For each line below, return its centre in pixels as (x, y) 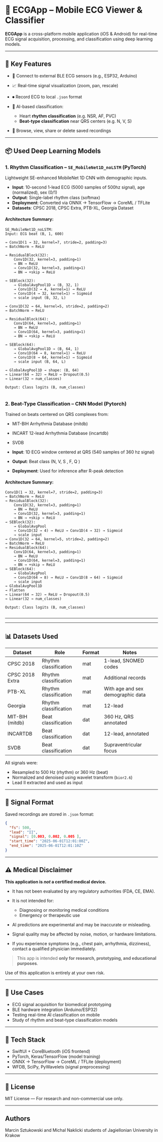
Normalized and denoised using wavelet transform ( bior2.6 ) (72, 777)
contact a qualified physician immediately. (54, 949)
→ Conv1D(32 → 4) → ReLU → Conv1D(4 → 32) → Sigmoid (68, 531)
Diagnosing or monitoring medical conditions (64, 910)
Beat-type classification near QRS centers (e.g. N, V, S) (75, 121)
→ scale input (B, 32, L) (40, 298)
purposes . (27, 963)
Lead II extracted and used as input (47, 782)
